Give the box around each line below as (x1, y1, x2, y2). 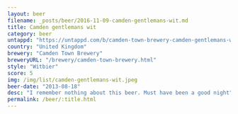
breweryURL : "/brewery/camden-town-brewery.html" (7, 57, 157, 64)
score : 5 (7, 69, 33, 76)
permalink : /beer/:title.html (7, 96, 97, 103)
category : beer (7, 30, 52, 38)
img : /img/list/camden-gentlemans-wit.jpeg (7, 76, 138, 84)
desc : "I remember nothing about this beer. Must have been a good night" (7, 89, 233, 96)
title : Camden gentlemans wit (7, 23, 97, 30)
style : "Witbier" (7, 63, 59, 70)
